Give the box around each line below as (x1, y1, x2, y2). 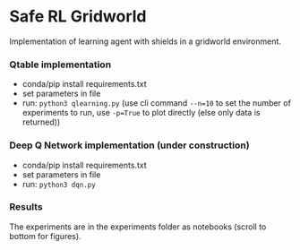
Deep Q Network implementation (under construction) (9, 139, 250, 151)
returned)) (21, 116, 61, 127)
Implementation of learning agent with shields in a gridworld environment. (9, 36, 282, 47)
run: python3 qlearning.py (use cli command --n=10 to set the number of (21, 98, 291, 108)
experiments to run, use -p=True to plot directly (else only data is (21, 108, 261, 118)
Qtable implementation (9, 58, 112, 71)
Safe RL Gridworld (9, 6, 147, 27)
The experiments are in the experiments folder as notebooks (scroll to (9, 221, 267, 232)
